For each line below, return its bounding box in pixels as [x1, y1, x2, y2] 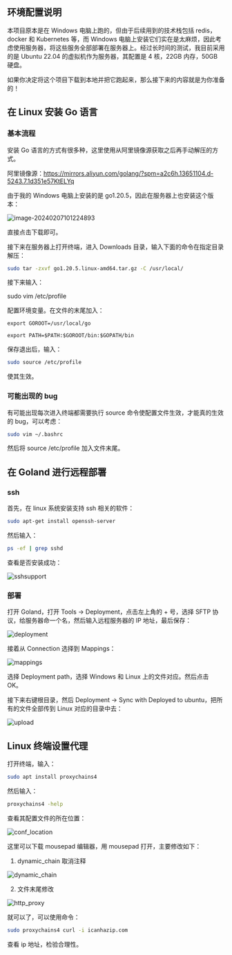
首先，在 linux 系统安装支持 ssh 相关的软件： [7, 504, 135, 513]
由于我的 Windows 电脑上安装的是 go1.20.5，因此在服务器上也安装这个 [7, 191, 209, 199]
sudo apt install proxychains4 [7, 773, 97, 780]
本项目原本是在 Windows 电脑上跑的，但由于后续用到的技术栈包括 [7, 26, 195, 35]
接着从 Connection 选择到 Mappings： [7, 645, 116, 653]
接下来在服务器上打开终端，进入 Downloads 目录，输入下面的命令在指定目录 [7, 243, 224, 251]
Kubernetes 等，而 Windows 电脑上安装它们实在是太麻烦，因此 [36, 35, 216, 43]
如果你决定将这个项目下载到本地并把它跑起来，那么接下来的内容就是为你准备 [7, 75, 225, 84]
